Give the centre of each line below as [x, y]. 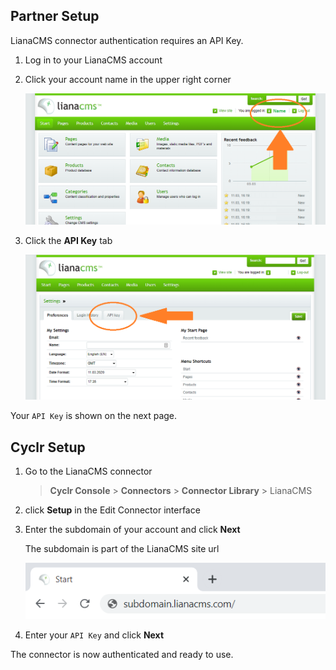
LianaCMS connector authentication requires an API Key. [127, 40]
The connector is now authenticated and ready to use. [122, 655]
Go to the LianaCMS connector [88, 471]
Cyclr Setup [48, 447]
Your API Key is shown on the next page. [94, 416]
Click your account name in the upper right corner [128, 79]
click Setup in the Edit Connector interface [112, 510]
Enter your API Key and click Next [94, 635]
